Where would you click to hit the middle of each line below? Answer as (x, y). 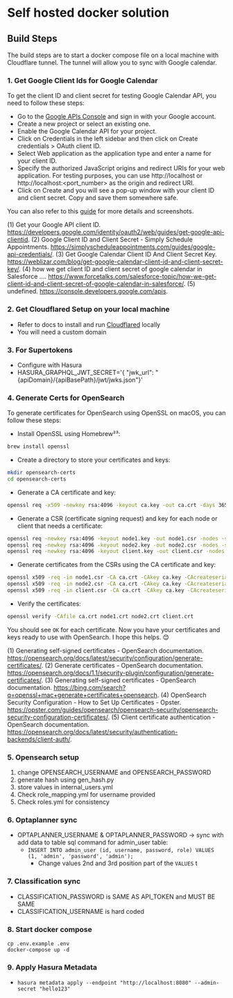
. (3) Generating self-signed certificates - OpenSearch (119, 680)
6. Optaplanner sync (42, 820)
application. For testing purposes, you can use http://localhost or (110, 176)
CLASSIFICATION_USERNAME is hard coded (80, 911)
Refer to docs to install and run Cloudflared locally (89, 324)
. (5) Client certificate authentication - (162, 717)
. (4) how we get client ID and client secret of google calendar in (110, 269)
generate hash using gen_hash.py (66, 780)
